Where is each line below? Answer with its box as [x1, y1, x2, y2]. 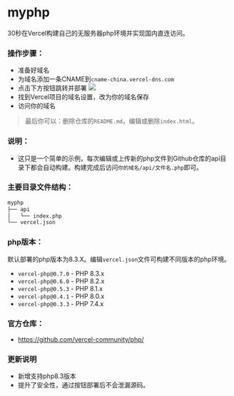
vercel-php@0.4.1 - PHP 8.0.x [17, 292, 105, 300]
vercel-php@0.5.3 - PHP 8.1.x [17, 284, 103, 293]
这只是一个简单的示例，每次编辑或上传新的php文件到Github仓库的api [17, 154, 220, 163]
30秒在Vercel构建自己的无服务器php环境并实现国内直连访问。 [7, 29, 189, 37]
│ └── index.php [7, 212, 62, 220]
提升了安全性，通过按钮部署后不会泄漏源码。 [17, 381, 150, 390]
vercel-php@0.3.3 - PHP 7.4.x [17, 299, 104, 308]
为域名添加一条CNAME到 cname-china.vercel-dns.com [17, 75, 175, 83]
